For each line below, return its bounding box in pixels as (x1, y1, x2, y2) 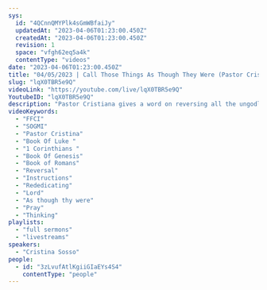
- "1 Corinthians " (15, 145, 80, 153)
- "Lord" (15, 188, 44, 197)
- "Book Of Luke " (15, 137, 77, 145)
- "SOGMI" (15, 122, 48, 130)
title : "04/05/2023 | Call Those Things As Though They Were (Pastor (8, 71, 244, 79)
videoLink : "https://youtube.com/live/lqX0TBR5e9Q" (8, 85, 183, 94)
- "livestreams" (15, 234, 69, 242)
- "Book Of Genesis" (15, 152, 83, 160)
